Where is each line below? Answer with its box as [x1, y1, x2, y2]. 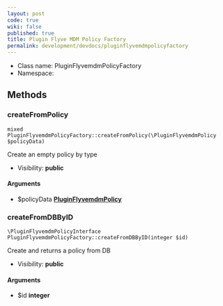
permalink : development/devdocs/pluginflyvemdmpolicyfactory [7, 42, 189, 49]
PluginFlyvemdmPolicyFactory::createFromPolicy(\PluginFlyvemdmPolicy [7, 131, 217, 139]
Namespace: [17, 69, 54, 77]
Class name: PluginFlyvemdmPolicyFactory [17, 62, 141, 70]
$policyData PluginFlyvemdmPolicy [17, 195, 122, 203]
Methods [7, 89, 47, 101]
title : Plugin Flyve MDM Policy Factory [7, 36, 127, 43]
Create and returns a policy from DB [7, 246, 111, 255]
